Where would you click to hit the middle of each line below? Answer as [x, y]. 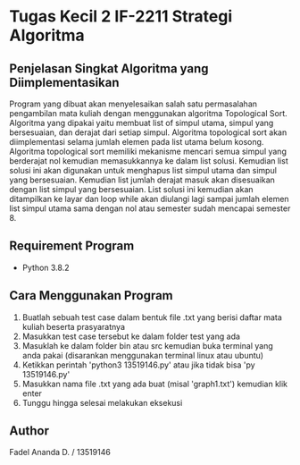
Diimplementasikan [64, 82]
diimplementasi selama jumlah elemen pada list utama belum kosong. [137, 142]
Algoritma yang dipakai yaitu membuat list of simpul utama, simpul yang [142, 123]
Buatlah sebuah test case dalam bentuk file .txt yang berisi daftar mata [152, 317]
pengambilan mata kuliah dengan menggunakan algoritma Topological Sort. [148, 113]
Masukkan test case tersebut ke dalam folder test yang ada [131, 336]
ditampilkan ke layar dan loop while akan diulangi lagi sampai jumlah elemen [149, 199]
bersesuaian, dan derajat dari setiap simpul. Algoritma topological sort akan [148, 132]
